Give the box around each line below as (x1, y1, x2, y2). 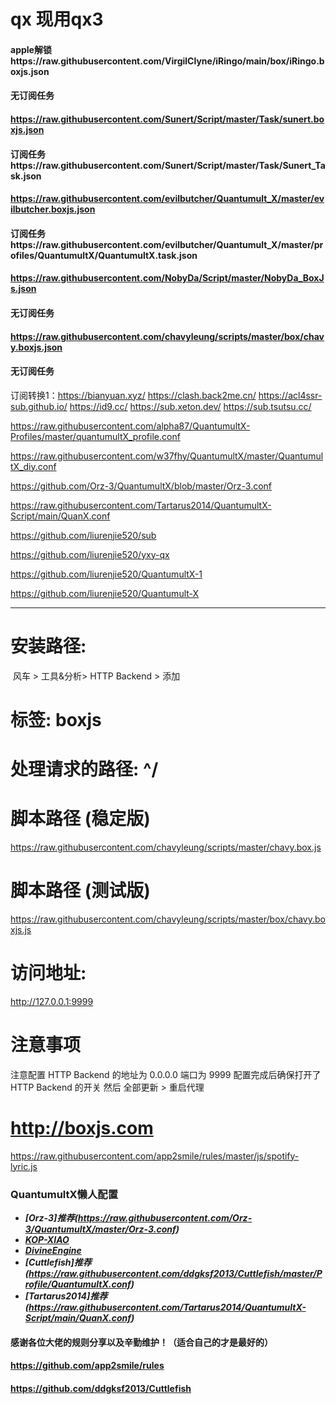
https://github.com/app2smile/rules (10, 1360, 165, 1372)
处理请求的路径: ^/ (10, 758, 159, 781)
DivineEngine (24, 1245, 82, 1257)
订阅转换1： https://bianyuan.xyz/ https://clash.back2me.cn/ (10, 389, 257, 401)
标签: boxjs (10, 708, 102, 731)
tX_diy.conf (10, 460, 57, 472)
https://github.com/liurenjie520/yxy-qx (10, 548, 170, 560)
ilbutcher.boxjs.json (10, 203, 96, 215)
